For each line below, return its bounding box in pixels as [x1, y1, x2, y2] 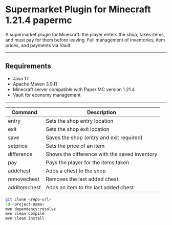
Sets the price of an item [46, 142, 105, 149]
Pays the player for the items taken [46, 159, 130, 166]
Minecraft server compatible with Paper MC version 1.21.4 [12, 86, 135, 93]
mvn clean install [5, 216, 45, 221]
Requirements [5, 62, 51, 71]
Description [87, 108, 116, 116]
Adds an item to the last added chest [46, 184, 134, 191]
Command [11, 108, 37, 116]
